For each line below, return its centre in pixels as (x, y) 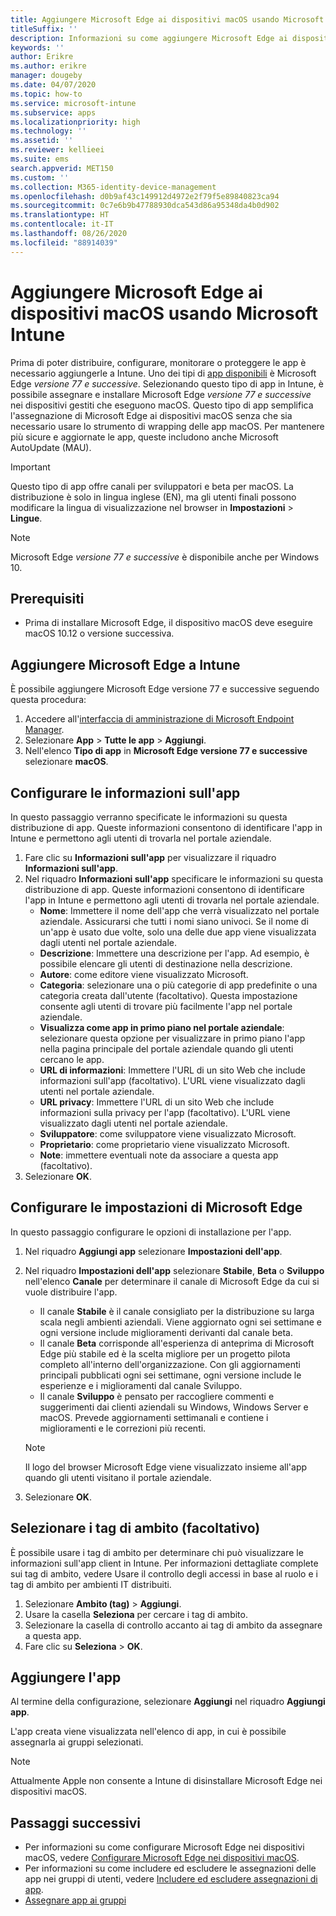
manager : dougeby (46, 76)
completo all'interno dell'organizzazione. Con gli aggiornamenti (170, 1364)
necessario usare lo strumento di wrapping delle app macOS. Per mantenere (167, 426)
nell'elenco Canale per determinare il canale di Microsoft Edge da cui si (172, 1281)
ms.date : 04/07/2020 (53, 85)
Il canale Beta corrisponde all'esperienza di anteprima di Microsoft (177, 1343)
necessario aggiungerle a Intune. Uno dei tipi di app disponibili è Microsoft (163, 373)
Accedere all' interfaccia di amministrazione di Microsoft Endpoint (159, 719)
